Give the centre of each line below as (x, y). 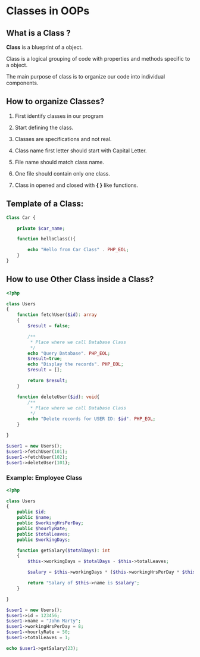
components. (22, 83)
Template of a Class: (45, 204)
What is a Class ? (38, 33)
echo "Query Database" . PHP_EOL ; (69, 353)
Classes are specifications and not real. (63, 139)
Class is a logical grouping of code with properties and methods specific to (98, 59)
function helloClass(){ (46, 239)
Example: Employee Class (44, 478)
